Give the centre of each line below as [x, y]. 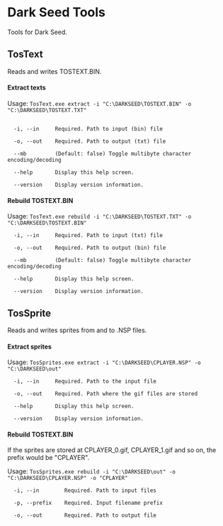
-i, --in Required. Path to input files [85, 491]
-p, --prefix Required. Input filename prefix [88, 503]
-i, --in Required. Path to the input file [85, 382]
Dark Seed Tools [57, 12]
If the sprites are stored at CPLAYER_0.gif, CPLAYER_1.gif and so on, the [112, 450]
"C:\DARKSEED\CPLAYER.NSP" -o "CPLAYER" [68, 478]
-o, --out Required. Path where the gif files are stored [106, 394]
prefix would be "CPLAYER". [48, 458]
